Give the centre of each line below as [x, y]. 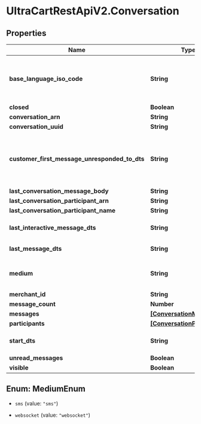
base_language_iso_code [46, 79]
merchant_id [28, 294]
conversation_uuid [36, 127]
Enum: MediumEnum [46, 389]
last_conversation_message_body [59, 191]
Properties [26, 33]
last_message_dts [36, 249]
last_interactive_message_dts [53, 228]
